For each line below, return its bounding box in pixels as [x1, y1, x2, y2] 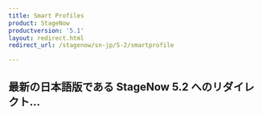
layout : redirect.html [8, 34, 84, 42]
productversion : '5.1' [8, 26, 84, 34]
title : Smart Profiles [8, 11, 84, 20]
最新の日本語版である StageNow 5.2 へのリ [8, 80, 223, 93]
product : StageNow [8, 19, 70, 27]
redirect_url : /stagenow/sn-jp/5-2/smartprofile [8, 42, 174, 50]
